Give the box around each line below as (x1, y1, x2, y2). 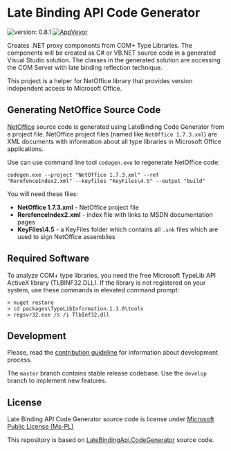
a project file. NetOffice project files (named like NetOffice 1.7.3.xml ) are (7, 130, 218, 138)
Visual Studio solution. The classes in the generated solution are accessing (7, 55, 221, 64)
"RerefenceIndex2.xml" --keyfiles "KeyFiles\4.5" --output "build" (7, 177, 206, 184)
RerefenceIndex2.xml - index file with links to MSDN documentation (17, 210, 213, 219)
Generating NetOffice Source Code (7, 104, 161, 116)
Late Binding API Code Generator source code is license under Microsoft (7, 415, 214, 423)
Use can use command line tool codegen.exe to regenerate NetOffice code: (7, 158, 220, 166)
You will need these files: (7, 189, 78, 198)
